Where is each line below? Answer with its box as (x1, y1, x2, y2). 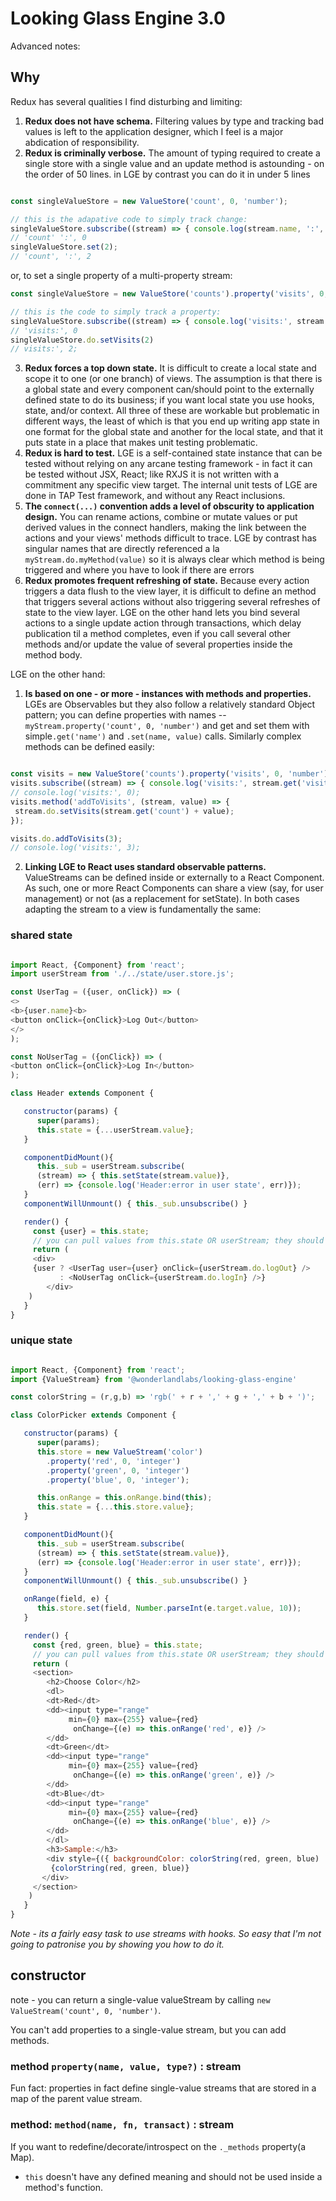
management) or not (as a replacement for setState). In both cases (24, 893, 300, 905)
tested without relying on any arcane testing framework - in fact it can (24, 458, 313, 470)
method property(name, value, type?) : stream (10, 2059, 242, 2073)
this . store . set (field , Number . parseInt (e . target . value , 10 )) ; (36, 1603, 302, 1614)
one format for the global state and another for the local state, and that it (24, 426, 324, 438)
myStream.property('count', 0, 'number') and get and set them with (24, 720, 310, 732)
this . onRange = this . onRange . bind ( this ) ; (36, 1493, 213, 1503)
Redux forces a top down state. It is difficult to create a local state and (24, 362, 317, 374)
